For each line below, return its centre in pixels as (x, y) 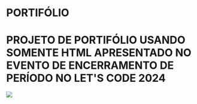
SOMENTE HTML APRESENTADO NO (99, 53)
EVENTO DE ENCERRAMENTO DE (90, 65)
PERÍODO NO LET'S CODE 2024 (86, 78)
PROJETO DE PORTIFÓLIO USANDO (96, 40)
